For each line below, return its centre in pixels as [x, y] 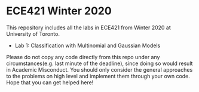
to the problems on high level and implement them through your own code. [98, 76]
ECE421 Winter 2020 [59, 11]
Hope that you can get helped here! [50, 82]
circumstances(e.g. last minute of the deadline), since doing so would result [99, 63]
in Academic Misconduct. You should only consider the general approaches [99, 69]
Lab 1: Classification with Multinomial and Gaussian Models [88, 45]
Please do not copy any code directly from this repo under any [83, 57]
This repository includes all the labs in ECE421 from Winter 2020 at [89, 27]
